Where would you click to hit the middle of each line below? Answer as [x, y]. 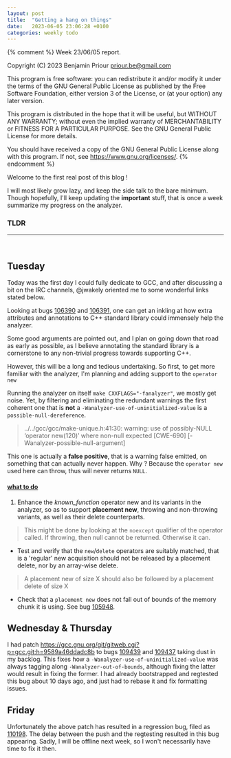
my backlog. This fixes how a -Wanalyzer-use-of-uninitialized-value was [113, 659]
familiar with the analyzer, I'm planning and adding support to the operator [112, 374]
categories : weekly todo [43, 33]
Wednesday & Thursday [59, 628]
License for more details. [42, 136]
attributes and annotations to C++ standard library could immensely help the [115, 318]
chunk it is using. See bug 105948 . [66, 607]
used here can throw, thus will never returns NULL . [77, 471]
